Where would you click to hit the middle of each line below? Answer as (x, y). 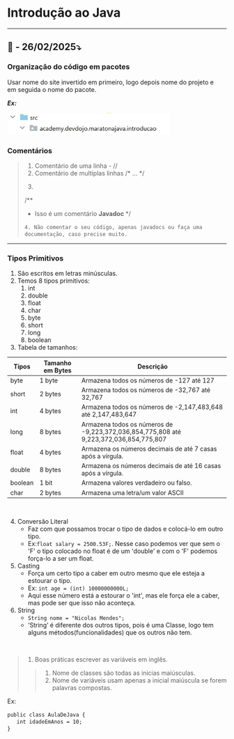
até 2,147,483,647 (109, 414)
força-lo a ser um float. (61, 559)
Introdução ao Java (64, 13)
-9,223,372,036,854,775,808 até (131, 431)
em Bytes (57, 370)
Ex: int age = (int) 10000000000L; (78, 588)
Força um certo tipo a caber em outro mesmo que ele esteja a (116, 573)
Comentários (30, 150)
